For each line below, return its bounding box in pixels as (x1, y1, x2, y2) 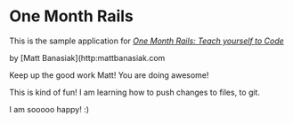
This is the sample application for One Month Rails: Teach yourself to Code (9, 35, 285, 46)
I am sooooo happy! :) (9, 104, 90, 114)
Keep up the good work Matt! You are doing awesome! (9, 69, 209, 81)
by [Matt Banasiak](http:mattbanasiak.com (9, 52, 166, 63)
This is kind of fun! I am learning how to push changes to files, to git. (9, 87, 261, 97)
